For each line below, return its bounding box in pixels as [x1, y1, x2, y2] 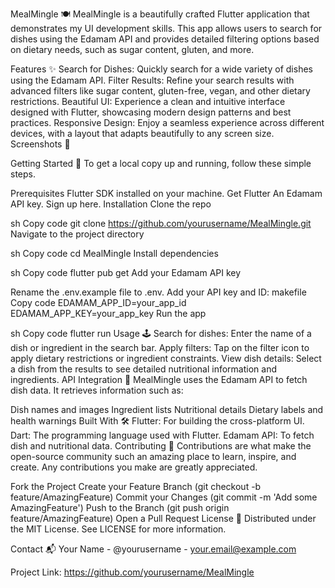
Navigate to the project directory [10, 228, 145, 240]
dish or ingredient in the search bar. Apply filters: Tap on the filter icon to [10, 342, 310, 353]
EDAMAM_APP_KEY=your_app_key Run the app [10, 308, 207, 319]
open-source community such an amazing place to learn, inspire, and [10, 451, 297, 462]
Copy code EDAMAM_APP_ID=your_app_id [10, 297, 187, 308]
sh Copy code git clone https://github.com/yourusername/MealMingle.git [10, 218, 312, 229]
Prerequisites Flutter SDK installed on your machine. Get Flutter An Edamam [10, 188, 323, 199]
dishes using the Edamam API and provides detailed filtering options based [10, 33, 320, 45]
